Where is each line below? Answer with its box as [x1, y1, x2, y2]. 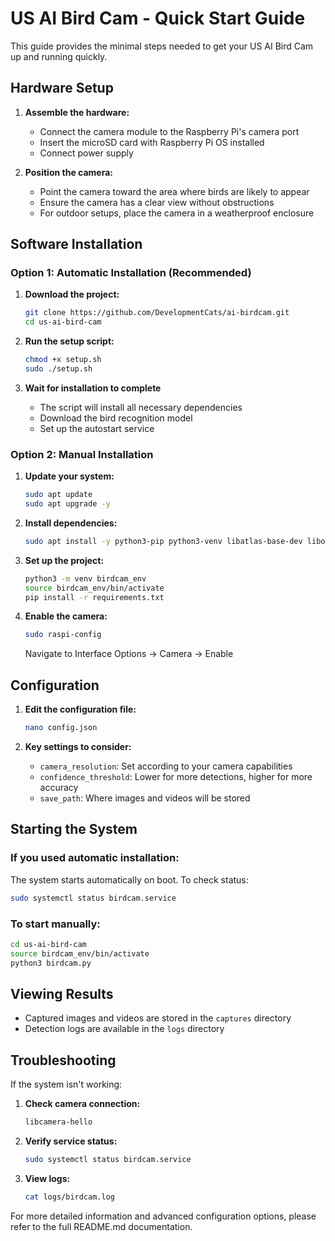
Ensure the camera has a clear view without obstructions [39, 196, 275, 208]
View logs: [24, 1172, 71, 1184]
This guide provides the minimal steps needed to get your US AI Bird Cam [10, 40, 314, 52]
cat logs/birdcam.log [24, 1192, 115, 1202]
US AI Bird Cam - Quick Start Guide [10, 7, 306, 30]
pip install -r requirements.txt [24, 592, 165, 602]
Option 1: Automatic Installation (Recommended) [10, 266, 252, 280]
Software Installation [10, 236, 143, 253]
